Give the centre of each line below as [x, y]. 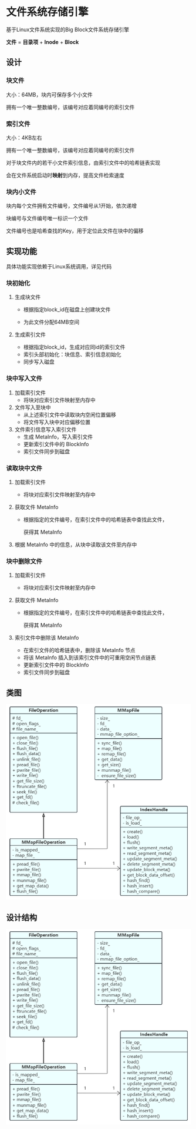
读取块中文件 [24, 468]
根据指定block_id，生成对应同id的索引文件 [74, 347]
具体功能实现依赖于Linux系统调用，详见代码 [59, 267]
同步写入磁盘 [39, 362]
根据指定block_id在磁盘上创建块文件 [67, 310]
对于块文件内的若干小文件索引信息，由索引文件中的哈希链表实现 [83, 162]
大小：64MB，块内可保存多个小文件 [49, 94]
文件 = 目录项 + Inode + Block [43, 42]
